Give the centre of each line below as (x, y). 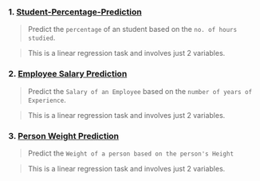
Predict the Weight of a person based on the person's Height (130, 153)
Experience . (47, 100)
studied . (41, 37)
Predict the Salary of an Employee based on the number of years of (140, 91)
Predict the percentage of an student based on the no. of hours (132, 30)
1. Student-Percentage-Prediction (75, 12)
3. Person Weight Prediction (64, 136)
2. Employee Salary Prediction (68, 74)
